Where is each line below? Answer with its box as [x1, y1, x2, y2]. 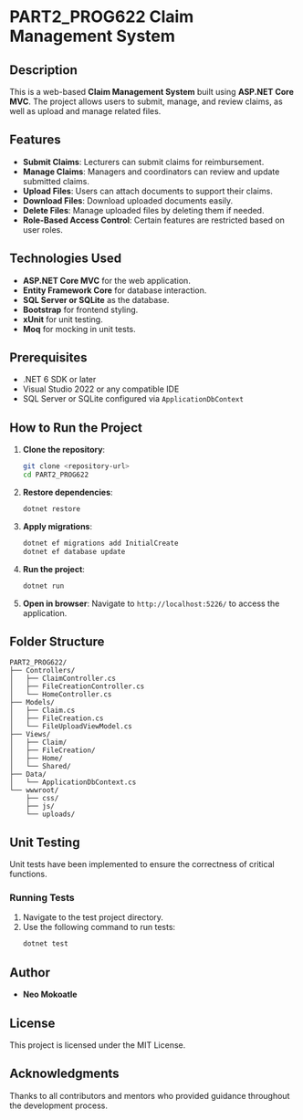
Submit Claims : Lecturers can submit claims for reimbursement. [22, 156, 265, 167]
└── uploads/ [26, 810, 76, 819]
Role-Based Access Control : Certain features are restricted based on [22, 215, 285, 225]
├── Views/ [9, 730, 51, 739]
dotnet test [22, 939, 68, 948]
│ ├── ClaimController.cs [9, 674, 117, 684]
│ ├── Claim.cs [9, 706, 76, 716]
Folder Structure [9, 633, 105, 649]
